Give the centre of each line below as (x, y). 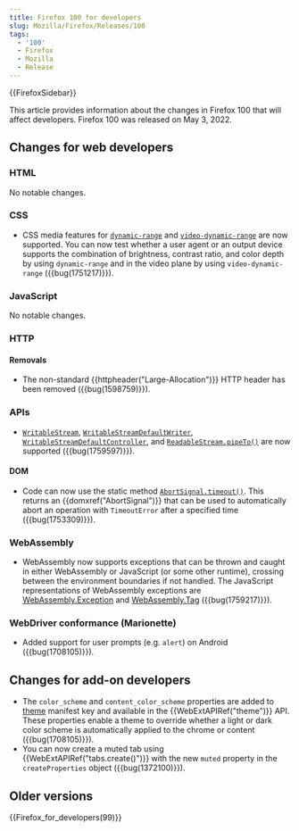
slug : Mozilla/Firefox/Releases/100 (77, 26)
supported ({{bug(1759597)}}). (79, 451)
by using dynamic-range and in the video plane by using (124, 263)
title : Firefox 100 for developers (75, 17)
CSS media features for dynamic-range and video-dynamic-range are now (155, 235)
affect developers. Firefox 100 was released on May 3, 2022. (120, 119)
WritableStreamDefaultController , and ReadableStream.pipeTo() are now (156, 441)
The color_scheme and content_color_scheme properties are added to (148, 702)
